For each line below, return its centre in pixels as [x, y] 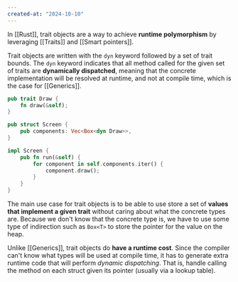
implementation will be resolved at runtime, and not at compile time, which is [119, 78]
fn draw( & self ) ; [44, 105]
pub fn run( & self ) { [50, 157]
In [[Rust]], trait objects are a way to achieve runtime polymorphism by [112, 34]
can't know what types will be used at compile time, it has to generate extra [118, 255]
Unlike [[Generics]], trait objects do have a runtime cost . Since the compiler [119, 248]
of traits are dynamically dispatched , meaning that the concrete [102, 70]
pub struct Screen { [38, 125]
